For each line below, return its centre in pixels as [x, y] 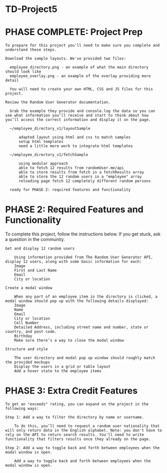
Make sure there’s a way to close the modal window [69, 340]
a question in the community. [35, 239]
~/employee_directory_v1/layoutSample [50, 128]
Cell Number [26, 323]
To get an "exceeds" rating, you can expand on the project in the [77, 404]
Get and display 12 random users [40, 248]
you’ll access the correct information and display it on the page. [78, 120]
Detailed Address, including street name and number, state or [81, 327]
